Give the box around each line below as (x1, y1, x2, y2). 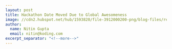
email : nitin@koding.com (10, 31, 63, 36)
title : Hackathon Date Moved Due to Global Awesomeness (5, 12, 127, 17)
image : (5, 17, 19, 22)
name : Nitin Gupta (10, 27, 50, 32)
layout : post (5, 7, 33, 13)
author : (5, 21, 22, 27)
